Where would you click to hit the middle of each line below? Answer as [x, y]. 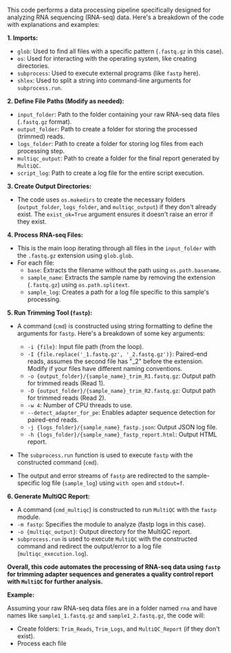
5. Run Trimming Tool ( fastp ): [50, 313]
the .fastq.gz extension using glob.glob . [75, 255]
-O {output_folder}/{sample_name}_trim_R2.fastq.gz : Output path [121, 390]
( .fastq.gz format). [44, 122]
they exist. [32, 222]
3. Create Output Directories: [49, 186]
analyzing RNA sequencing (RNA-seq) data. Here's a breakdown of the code [115, 17]
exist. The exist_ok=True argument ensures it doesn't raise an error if [115, 214]
